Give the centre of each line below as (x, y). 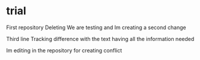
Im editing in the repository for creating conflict (64, 50)
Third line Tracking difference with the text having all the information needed (100, 39)
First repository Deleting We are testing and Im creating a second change (96, 27)
